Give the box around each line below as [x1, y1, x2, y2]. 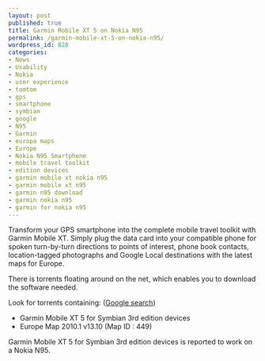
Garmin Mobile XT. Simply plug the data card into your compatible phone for [8, 233, 257, 243]
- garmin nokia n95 [8, 196, 73, 204]
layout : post [8, 11, 51, 20]
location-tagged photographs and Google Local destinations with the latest [8, 251, 253, 260]
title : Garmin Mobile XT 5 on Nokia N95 [8, 26, 144, 34]
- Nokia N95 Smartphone [8, 152, 87, 159]
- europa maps [8, 136, 55, 145]
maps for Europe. [8, 259, 65, 268]
